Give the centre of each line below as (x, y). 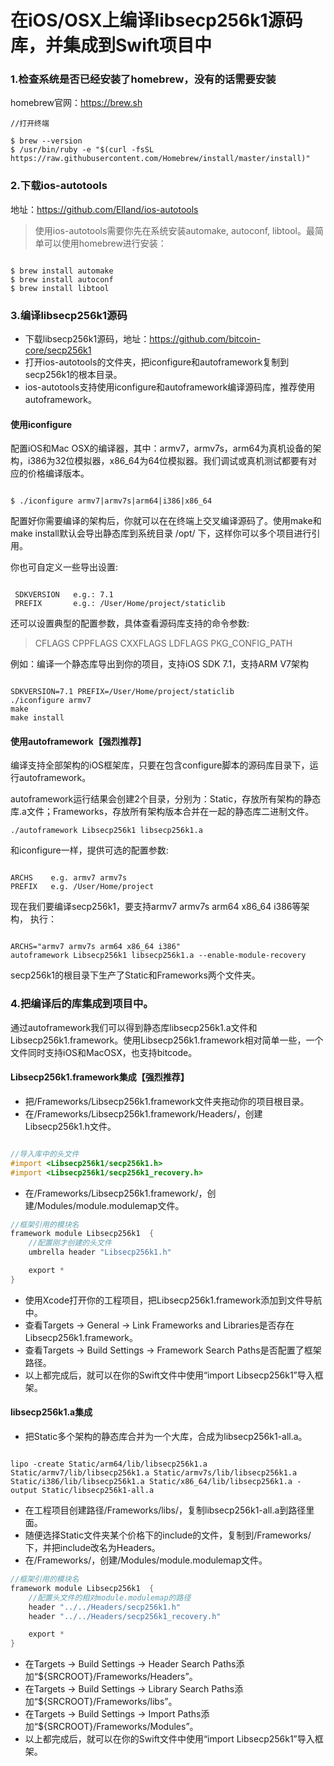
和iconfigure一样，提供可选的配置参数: (89, 850)
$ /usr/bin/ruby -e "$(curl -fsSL (82, 150)
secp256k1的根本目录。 (73, 375)
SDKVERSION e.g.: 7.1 (64, 595)
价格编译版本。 (58, 473)
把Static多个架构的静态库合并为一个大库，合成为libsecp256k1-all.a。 (166, 1437)
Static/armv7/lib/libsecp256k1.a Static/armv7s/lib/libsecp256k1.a (154, 1473)
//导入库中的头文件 (45, 1154)
